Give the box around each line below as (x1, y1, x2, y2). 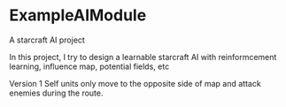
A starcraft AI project (9, 34, 86, 45)
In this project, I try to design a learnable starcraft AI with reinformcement (9, 51, 277, 62)
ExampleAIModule (9, 5, 147, 26)
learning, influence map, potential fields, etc (9, 61, 170, 72)
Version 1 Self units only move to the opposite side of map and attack (9, 78, 261, 88)
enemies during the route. (9, 88, 104, 98)
